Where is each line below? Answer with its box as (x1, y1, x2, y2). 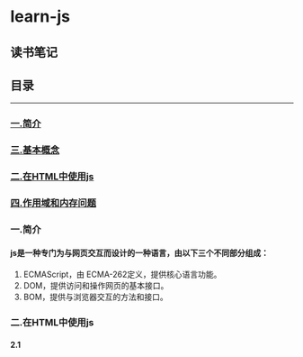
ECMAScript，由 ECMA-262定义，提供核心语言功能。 (22, 269, 222, 280)
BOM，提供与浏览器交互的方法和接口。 (22, 291, 169, 303)
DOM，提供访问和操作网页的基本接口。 (22, 280, 169, 291)
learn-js (10, 6, 71, 27)
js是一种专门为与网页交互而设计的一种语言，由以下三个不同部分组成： (10, 247, 269, 258)
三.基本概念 (10, 144, 60, 157)
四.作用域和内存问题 (10, 197, 97, 209)
